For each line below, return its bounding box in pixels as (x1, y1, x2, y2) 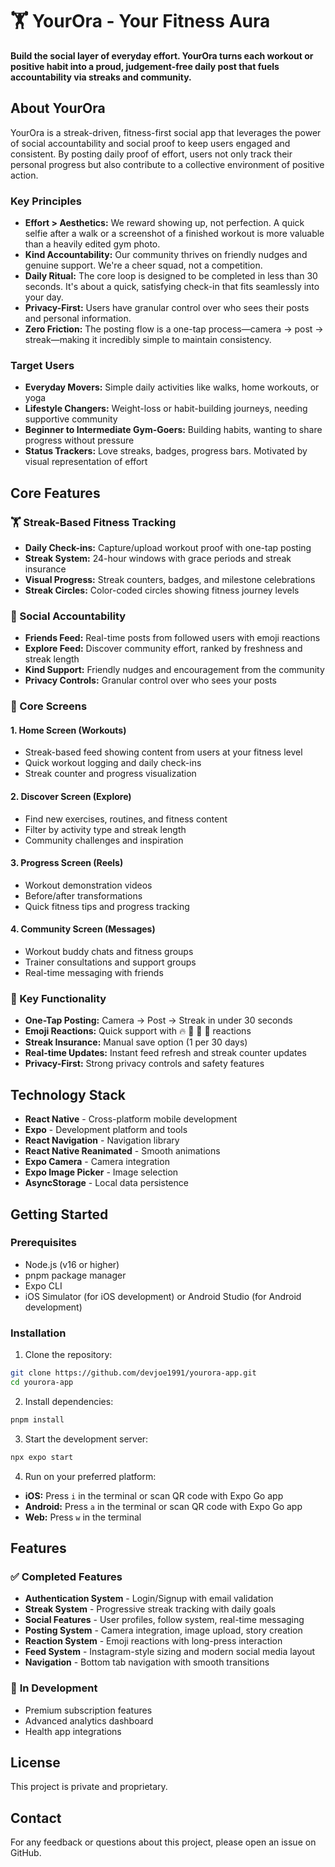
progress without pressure (24, 434, 135, 447)
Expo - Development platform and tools (24, 1124, 188, 1136)
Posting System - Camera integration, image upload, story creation (24, 1624, 303, 1637)
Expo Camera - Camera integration (24, 1156, 170, 1168)
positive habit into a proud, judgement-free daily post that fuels (10, 60, 280, 72)
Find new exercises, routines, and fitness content (24, 813, 228, 825)
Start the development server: (24, 1433, 149, 1445)
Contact (10, 1809, 62, 1827)
